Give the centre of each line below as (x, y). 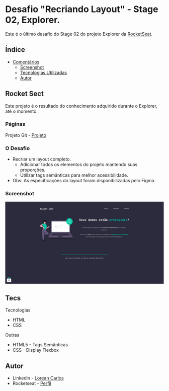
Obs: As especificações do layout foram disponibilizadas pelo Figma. (84, 181)
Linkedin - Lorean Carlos (38, 378)
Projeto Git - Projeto (26, 135)
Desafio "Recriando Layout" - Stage (82, 9)
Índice (15, 50)
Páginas (15, 124)
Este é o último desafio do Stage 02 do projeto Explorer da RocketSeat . (79, 34)
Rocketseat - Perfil (32, 383)
